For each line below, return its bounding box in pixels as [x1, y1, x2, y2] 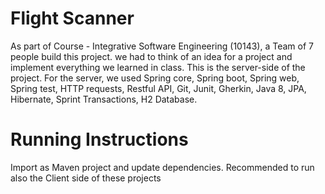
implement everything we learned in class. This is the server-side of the [10, 61, 306, 73]
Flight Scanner [10, 7, 135, 30]
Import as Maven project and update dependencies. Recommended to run [10, 161, 315, 173]
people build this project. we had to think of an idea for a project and [10, 50, 293, 62]
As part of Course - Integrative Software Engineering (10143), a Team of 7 [10, 40, 314, 52]
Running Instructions [10, 128, 189, 151]
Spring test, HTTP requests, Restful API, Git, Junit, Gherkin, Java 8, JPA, [10, 82, 307, 94]
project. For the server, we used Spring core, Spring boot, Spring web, [10, 72, 300, 84]
